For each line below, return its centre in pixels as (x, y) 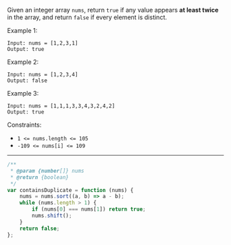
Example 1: (22, 31)
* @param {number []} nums (47, 171)
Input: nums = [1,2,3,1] (43, 43)
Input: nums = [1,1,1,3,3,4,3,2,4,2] (61, 106)
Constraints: (24, 125)
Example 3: (23, 93)
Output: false (27, 81)
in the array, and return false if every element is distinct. (87, 17)
